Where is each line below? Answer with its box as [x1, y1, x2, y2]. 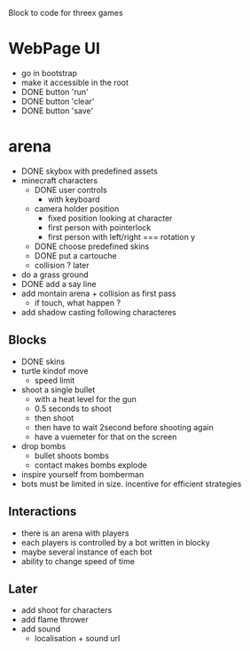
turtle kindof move [20, 365, 89, 376]
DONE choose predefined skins [34, 241, 150, 252]
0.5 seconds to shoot [34, 403, 113, 414]
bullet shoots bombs [34, 450, 110, 461]
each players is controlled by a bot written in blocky [20, 537, 210, 547]
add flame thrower [20, 615, 90, 625]
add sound [20, 624, 61, 634]
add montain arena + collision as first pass [20, 288, 176, 298]
